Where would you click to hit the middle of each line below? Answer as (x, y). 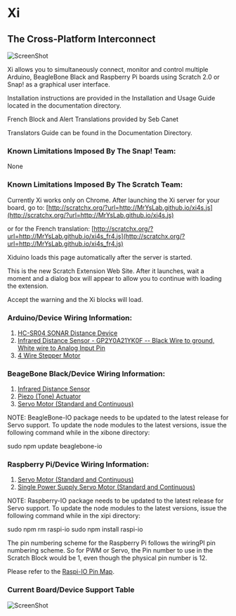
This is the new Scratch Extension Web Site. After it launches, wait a (106, 271)
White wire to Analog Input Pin (61, 348)
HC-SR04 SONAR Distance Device (67, 333)
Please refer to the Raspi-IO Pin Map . (61, 572)
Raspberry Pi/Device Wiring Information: (78, 465)
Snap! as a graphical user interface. (59, 84)
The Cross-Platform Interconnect (81, 39)
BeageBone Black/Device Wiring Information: (86, 373)
